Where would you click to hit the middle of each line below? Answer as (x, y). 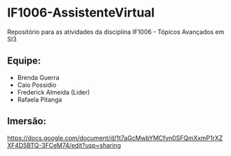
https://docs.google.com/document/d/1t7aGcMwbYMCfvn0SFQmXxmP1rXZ (115, 138)
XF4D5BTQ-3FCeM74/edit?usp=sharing (64, 145)
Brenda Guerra (38, 77)
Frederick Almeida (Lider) (53, 92)
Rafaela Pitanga (39, 99)
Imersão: (27, 121)
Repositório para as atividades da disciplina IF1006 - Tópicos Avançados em (116, 32)
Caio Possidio (37, 85)
